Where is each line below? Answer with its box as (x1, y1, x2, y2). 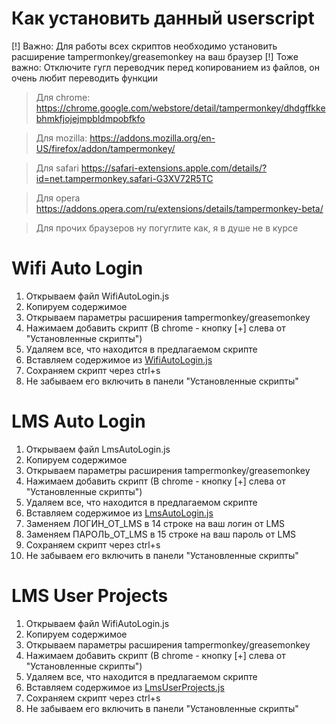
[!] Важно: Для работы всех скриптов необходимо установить (11, 40, 278, 52)
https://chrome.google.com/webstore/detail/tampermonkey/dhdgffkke (35, 102, 326, 114)
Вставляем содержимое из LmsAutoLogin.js (25, 507, 214, 519)
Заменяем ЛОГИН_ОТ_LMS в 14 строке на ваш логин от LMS (25, 517, 286, 529)
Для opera (35, 192, 81, 204)
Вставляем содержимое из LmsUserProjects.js (25, 681, 225, 693)
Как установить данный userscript (11, 7, 315, 30)
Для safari (35, 162, 79, 174)
